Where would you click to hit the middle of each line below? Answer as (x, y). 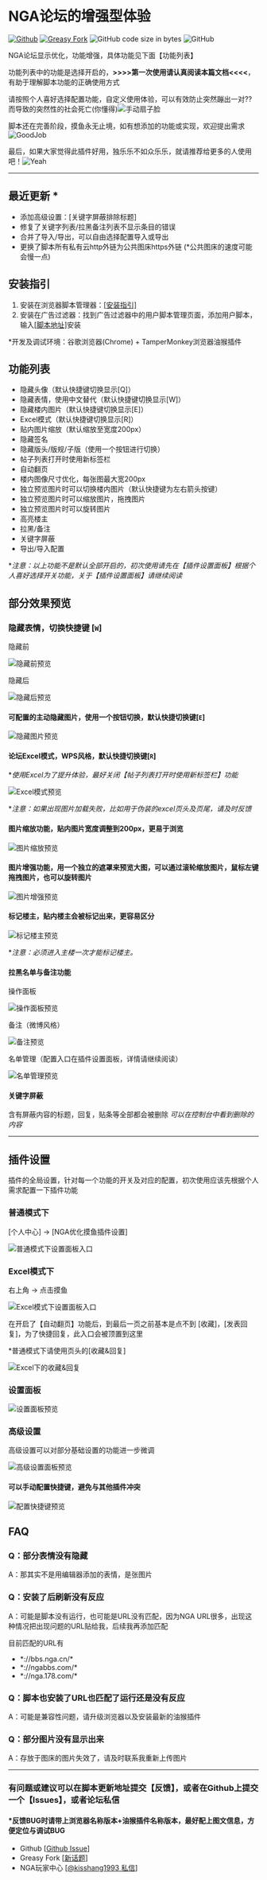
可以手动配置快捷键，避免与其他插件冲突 (74, 1487)
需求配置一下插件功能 (43, 1190)
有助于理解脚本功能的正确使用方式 (64, 82)
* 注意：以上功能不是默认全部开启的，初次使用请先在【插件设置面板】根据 (128, 566)
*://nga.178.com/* (48, 1676)
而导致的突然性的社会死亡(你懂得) (63, 109)
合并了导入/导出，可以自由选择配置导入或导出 (94, 236)
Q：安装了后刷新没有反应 (56, 1598)
